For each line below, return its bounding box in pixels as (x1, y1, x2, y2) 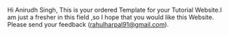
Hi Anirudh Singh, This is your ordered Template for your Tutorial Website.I (7, 6, 222, 14)
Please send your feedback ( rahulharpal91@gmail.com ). (7, 21, 169, 28)
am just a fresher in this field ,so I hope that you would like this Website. (7, 13, 214, 21)
